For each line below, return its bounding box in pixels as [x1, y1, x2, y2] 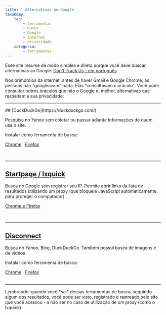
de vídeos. [5, 250, 27, 256]
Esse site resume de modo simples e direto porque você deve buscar [5, 62, 146, 68]
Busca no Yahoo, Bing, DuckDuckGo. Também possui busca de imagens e [5, 245, 157, 251]
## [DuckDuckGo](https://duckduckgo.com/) [5, 107, 97, 113]
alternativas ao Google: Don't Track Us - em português [5, 67, 117, 73]
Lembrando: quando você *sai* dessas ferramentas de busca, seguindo [5, 289, 152, 295]
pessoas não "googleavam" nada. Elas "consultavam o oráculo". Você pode [5, 82, 159, 88]
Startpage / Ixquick [5, 169, 66, 178]
